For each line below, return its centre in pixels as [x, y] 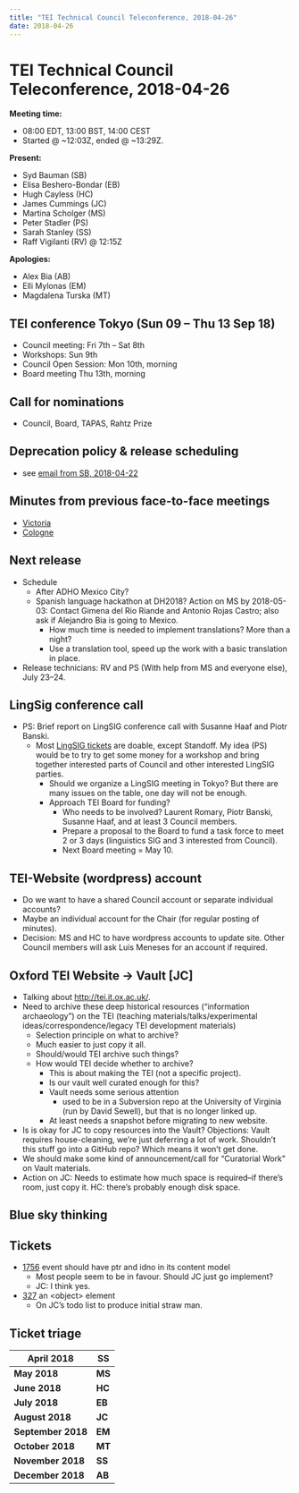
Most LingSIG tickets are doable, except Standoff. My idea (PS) [151, 746]
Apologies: [30, 259]
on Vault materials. [56, 1167]
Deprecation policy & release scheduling [124, 451]
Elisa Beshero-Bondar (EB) [71, 185]
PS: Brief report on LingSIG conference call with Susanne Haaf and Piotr [155, 726]
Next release [46, 560]
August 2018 [42, 1417]
